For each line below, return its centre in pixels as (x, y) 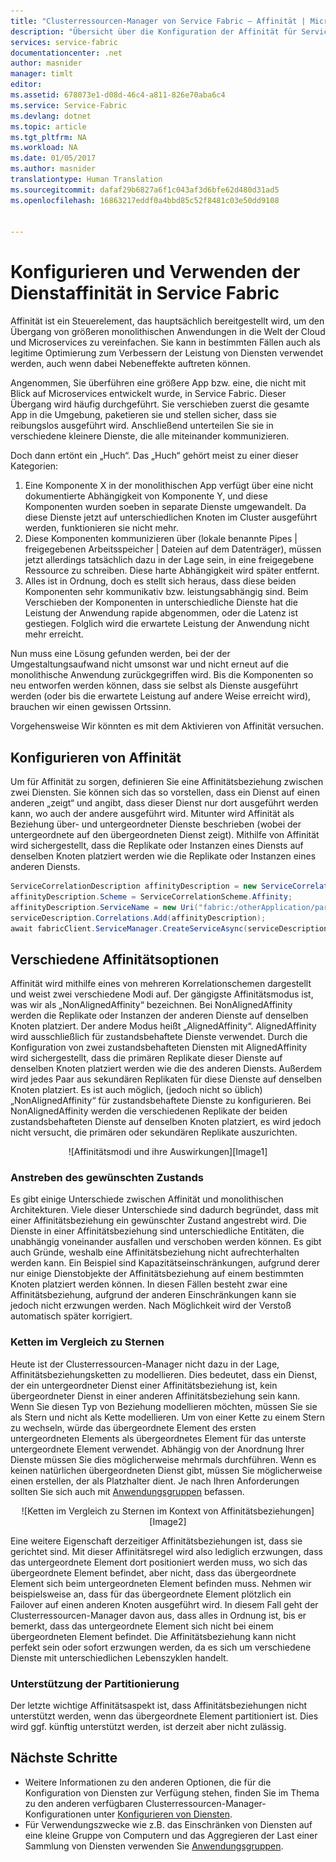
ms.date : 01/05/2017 (53, 158)
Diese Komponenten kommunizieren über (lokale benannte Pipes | (161, 539)
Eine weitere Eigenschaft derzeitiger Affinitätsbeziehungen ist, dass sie (156, 1541)
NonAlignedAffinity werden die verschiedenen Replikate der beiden (149, 1111)
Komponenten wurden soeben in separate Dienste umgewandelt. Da (165, 507)
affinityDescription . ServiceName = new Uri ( (104, 907)
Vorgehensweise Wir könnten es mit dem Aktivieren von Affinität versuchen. (167, 726)
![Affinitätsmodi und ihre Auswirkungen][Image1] (168, 1152)
